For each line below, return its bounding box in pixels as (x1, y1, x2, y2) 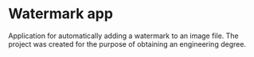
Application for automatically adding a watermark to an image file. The (8, 31, 239, 40)
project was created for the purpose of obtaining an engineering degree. (8, 39, 247, 48)
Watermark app (8, 5, 114, 23)
